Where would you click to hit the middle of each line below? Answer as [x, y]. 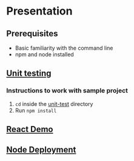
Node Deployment [41, 150]
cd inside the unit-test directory [54, 103]
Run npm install [36, 110]
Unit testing [29, 74]
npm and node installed [44, 54]
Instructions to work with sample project [67, 91]
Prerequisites [32, 34]
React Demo [30, 129]
